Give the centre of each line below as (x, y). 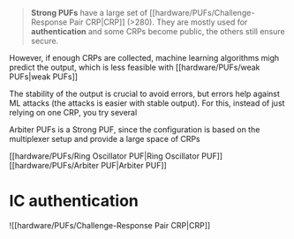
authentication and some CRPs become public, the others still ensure (158, 31)
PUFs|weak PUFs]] (43, 77)
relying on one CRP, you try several (73, 112)
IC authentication (74, 201)
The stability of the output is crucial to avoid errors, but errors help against (145, 93)
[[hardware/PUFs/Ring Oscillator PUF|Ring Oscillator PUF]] (116, 156)
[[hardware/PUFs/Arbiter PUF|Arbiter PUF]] (88, 165)
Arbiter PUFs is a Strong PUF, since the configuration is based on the (135, 130)
